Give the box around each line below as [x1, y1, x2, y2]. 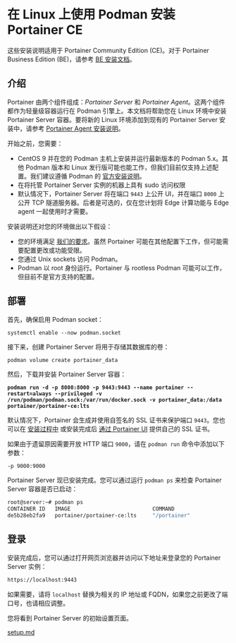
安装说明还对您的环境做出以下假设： [7, 222, 113, 230]
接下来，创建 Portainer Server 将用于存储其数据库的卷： [7, 342, 170, 351]
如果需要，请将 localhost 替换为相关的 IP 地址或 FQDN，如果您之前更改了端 [7, 590, 228, 599]
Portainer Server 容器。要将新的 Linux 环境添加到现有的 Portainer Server [7, 115, 218, 124]
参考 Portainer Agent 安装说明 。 [31, 124, 125, 133]
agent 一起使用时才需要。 [17, 207, 92, 215]
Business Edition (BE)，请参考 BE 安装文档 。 [7, 54, 136, 64]
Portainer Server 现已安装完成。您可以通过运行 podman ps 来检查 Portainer [7, 476, 222, 484]
